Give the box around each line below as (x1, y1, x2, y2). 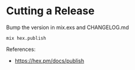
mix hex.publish (6, 35, 46, 41)
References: (6, 46, 36, 53)
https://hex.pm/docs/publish (14, 57, 85, 64)
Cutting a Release (6, 4, 95, 18)
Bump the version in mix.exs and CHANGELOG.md (6, 24, 129, 31)
